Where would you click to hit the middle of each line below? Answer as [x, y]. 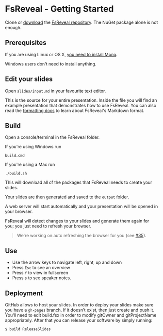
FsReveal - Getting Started [59, 9]
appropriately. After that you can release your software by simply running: [79, 320]
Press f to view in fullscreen [40, 273]
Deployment [24, 293]
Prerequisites [26, 43]
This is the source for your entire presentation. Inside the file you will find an [81, 100]
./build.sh [16, 174]
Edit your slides [29, 79]
